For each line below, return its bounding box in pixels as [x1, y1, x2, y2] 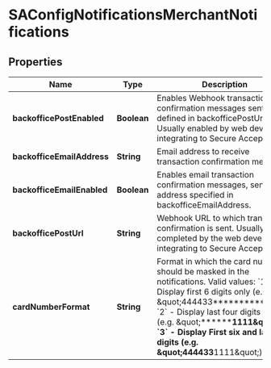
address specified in [156, 190, 234, 200]
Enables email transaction [156, 169, 254, 180]
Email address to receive [156, 146, 250, 157]
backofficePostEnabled [12, 113, 105, 123]
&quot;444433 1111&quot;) [156, 347, 263, 358]
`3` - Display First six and [156, 327, 258, 337]
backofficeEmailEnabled [12, 184, 108, 195]
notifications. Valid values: [156, 276, 256, 287]
